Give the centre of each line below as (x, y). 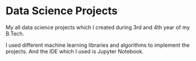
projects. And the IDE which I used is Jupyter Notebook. (75, 51)
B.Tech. (15, 33)
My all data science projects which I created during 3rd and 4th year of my (98, 27)
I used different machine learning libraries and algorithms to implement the (98, 45)
